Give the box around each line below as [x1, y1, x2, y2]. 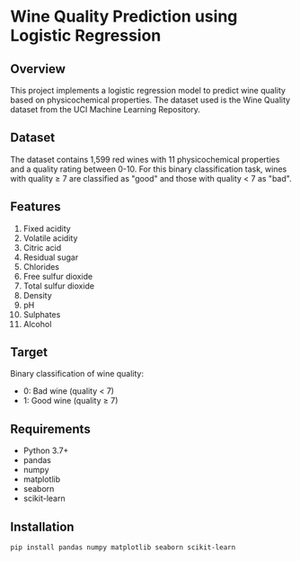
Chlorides [22, 261, 60, 272]
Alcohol [22, 318, 52, 329]
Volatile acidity [22, 232, 78, 244]
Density [22, 289, 52, 300]
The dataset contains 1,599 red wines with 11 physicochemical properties [10, 154, 280, 165]
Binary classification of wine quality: [10, 369, 145, 379]
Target [10, 344, 49, 361]
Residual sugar [22, 252, 79, 263]
